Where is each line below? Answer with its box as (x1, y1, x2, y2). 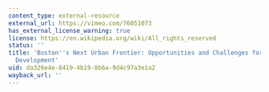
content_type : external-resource (8, 11, 120, 20)
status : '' (8, 42, 45, 50)
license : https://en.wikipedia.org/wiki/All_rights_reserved (8, 34, 217, 42)
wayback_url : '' (8, 71, 62, 79)
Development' (15, 57, 59, 65)
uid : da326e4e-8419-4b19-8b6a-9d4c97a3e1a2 (8, 64, 156, 72)
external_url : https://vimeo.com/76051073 (8, 19, 152, 27)
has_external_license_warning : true (8, 26, 130, 34)
